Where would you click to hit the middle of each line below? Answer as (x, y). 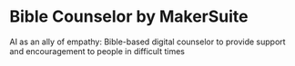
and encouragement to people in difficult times (97, 51)
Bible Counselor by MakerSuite (129, 17)
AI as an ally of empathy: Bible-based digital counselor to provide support (147, 42)
